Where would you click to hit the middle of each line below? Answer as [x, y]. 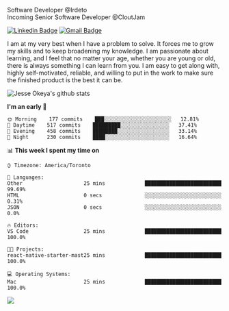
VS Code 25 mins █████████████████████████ [114, 232]
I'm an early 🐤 [27, 107]
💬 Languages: [26, 177]
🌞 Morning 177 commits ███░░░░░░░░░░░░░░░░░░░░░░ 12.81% [103, 119]
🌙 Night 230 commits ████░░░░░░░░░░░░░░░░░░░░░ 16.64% [102, 137]
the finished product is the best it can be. [65, 80]
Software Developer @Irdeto [47, 10]
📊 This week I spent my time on [53, 150]
